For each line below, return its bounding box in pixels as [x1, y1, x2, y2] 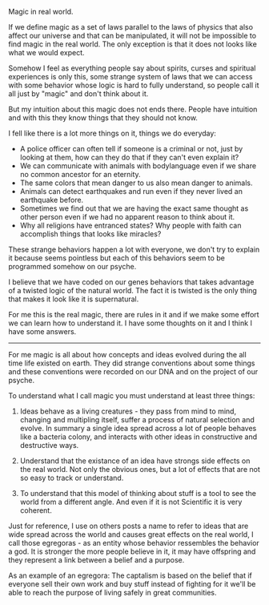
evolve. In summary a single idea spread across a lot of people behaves [19, 424, 257, 433]
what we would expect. [8, 48, 86, 57]
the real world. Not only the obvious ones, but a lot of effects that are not [19, 465, 260, 474]
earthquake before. [19, 196, 84, 204]
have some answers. [8, 327, 77, 336]
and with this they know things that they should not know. [8, 113, 199, 123]
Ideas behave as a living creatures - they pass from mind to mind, [19, 406, 237, 416]
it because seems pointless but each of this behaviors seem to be [8, 253, 226, 263]
